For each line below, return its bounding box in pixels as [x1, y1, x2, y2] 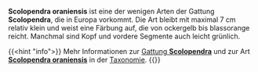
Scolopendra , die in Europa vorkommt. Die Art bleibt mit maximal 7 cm [8, 15, 237, 24]
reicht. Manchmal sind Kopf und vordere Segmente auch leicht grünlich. [8, 31, 241, 41]
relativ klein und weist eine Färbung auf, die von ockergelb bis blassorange [8, 23, 250, 32]
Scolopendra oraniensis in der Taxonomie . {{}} [8, 55, 161, 64]
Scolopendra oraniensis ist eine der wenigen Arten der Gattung [8, 7, 215, 16]
